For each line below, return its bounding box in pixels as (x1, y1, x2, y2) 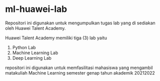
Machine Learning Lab (12, 50, 58, 56)
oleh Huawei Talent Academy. (5, 25, 66, 31)
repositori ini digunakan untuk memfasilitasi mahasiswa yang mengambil (5, 65, 153, 71)
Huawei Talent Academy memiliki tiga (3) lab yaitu (5, 35, 107, 41)
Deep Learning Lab (12, 55, 52, 61)
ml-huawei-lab (5, 3, 67, 15)
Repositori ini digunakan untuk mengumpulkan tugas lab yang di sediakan (5, 20, 156, 26)
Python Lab (12, 44, 36, 50)
